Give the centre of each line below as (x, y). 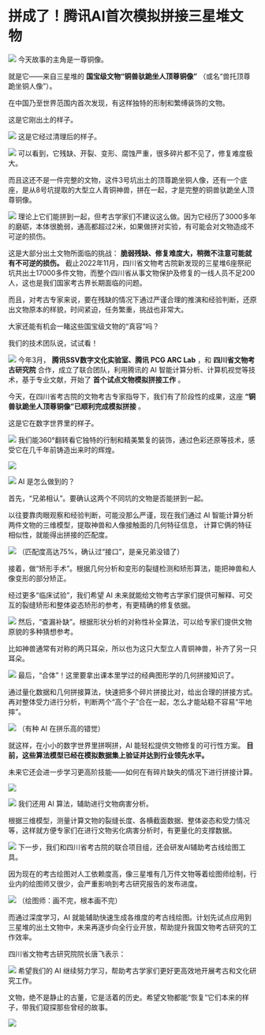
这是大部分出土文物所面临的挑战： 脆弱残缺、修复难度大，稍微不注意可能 (127, 253)
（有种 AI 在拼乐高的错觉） (61, 728)
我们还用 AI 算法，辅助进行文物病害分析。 (86, 803)
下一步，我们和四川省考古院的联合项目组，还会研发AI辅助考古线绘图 (128, 847)
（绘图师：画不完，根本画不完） (70, 900)
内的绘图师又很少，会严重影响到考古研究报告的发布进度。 (108, 883)
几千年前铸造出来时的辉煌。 (74, 450)
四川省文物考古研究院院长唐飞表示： (67, 954)
